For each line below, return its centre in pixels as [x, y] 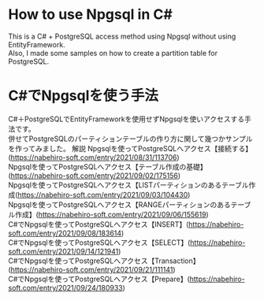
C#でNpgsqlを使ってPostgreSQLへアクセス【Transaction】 [104, 261]
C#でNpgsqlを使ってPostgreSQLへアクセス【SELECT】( [99, 243]
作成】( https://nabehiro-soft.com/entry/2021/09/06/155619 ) [112, 214]
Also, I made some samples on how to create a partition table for [113, 53]
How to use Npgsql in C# [91, 15]
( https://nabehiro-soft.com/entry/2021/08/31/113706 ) [94, 157]
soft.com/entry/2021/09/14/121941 [63, 251]
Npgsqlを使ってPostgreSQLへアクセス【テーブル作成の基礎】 [108, 166]
